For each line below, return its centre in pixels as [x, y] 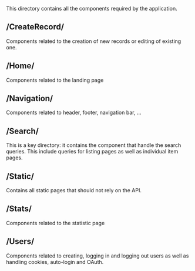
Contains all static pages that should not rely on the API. [74, 190]
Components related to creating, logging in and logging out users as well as [97, 256]
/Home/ [20, 66]
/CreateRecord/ [35, 27]
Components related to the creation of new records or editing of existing [94, 41]
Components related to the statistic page [56, 223]
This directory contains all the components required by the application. [92, 9]
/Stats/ [19, 209]
